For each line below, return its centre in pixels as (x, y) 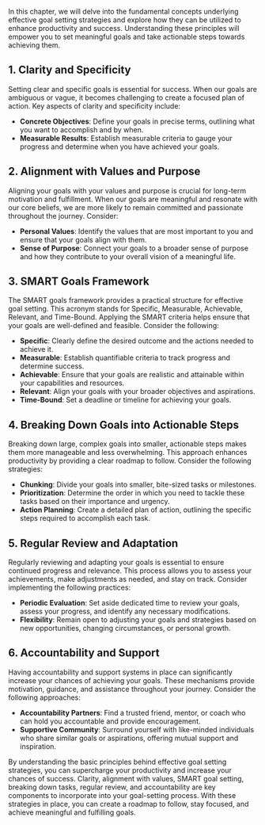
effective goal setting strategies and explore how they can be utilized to (125, 20)
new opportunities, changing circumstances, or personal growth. (125, 628)
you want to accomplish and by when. (81, 129)
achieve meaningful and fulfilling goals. (72, 812)
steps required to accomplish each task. (85, 518)
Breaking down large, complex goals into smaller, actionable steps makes (127, 444)
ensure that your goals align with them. (83, 239)
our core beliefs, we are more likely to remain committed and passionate (126, 207)
